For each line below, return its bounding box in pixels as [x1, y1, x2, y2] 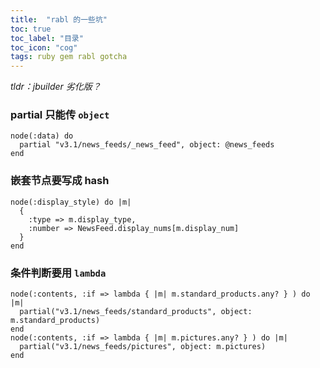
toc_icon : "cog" [10, 42, 78, 53]
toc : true [10, 24, 52, 34]
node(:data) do [10, 131, 74, 141]
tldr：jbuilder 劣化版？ [10, 81, 102, 93]
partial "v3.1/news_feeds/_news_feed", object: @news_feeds [19, 140, 275, 150]
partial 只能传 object [10, 108, 110, 122]
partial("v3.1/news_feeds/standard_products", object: [19, 307, 253, 317]
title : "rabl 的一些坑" [10, 14, 108, 25]
